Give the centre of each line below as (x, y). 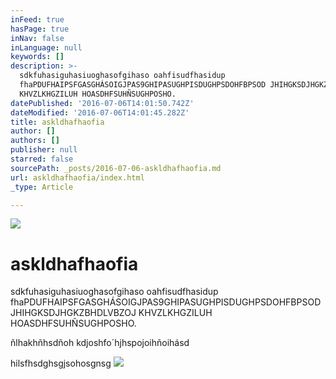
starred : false (42, 159)
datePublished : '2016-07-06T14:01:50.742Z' (102, 103)
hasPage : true (40, 29)
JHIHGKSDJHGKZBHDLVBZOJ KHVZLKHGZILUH (111, 313)
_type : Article (42, 187)
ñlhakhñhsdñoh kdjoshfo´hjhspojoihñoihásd (100, 343)
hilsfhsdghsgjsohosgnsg (61, 363)
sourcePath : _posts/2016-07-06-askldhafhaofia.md (116, 168)
